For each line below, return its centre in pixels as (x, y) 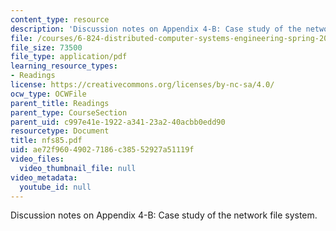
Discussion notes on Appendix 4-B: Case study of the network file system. (164, 215)
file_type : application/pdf (69, 57)
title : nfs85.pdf (46, 141)
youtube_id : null (55, 187)
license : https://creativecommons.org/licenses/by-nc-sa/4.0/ (142, 85)
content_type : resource (60, 19)
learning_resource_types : (64, 66)
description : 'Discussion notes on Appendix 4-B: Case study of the (156, 29)
